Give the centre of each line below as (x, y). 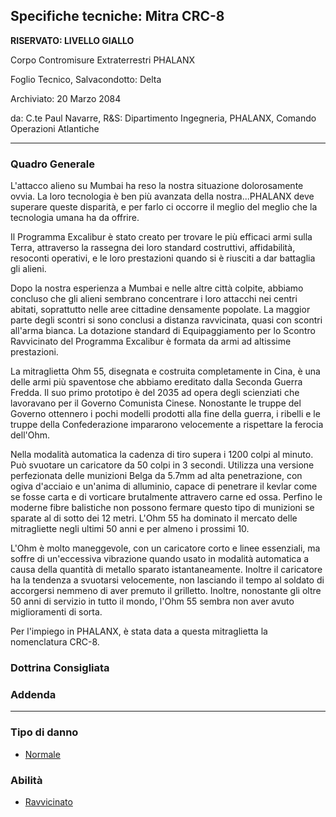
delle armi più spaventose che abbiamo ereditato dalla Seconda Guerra (156, 382)
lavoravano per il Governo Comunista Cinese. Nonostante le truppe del (156, 403)
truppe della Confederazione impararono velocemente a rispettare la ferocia (167, 425)
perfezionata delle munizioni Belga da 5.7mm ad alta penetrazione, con (156, 476)
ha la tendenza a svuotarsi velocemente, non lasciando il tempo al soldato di (167, 580)
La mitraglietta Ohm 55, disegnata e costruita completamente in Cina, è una (165, 371)
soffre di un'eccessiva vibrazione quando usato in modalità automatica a (160, 559)
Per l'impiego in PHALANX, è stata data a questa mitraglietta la (139, 631)
